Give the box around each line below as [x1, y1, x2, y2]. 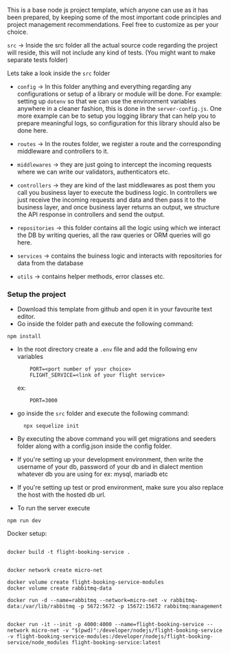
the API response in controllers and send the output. [16, 210, 165, 218]
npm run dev [7, 517, 41, 524]
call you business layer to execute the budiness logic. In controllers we [16, 189, 218, 196]
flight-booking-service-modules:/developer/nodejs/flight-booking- [16, 633, 214, 640]
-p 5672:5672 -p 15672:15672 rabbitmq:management [78, 603, 223, 610]
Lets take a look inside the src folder [7, 69, 111, 77]
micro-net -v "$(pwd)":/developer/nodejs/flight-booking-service [32, 627, 223, 634]
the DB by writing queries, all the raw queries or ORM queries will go [16, 231, 211, 239]
